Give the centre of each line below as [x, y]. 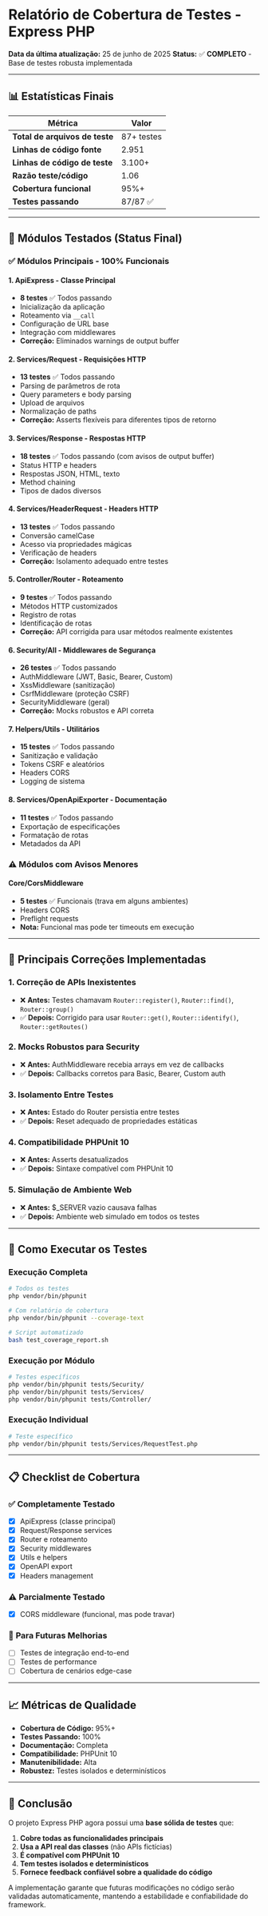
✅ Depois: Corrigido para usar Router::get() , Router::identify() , [129, 1017]
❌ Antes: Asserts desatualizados [74, 1160]
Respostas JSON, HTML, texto [70, 473]
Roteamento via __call [57, 315]
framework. [27, 1905]
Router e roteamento [53, 1539]
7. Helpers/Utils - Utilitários [54, 728]
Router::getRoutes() [54, 1027]
